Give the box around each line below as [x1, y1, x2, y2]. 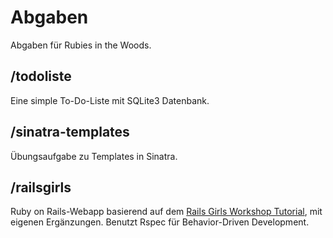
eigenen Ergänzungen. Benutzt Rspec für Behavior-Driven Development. [10, 216, 310, 228]
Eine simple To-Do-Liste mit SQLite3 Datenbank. [10, 94, 210, 106]
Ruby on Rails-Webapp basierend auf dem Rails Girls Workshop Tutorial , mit [10, 206, 323, 218]
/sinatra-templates [10, 124, 130, 141]
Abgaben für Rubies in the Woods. [10, 39, 152, 51]
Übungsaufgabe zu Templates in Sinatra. [10, 150, 178, 162]
